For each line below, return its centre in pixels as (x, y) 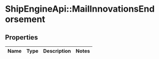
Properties (22, 37)
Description (57, 51)
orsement (25, 19)
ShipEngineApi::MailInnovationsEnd (80, 9)
